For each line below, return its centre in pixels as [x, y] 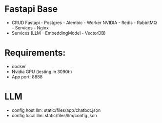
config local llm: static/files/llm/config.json [54, 115]
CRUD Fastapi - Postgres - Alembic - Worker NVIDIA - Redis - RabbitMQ [84, 23]
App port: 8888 [27, 76]
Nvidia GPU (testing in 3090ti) [42, 72]
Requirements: [35, 53]
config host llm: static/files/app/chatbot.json [56, 110]
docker [19, 66]
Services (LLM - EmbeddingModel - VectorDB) [59, 33]
